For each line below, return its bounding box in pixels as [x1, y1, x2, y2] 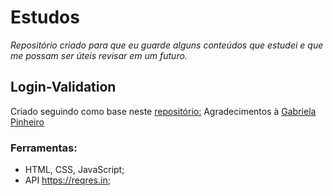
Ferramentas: [10, 141, 78, 155]
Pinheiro [10, 116, 45, 128]
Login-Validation [10, 79, 117, 96]
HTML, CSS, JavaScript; [24, 164, 125, 176]
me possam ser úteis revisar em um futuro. [10, 49, 188, 61]
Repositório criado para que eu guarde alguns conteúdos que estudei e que [10, 39, 324, 51]
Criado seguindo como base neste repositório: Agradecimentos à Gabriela [10, 105, 317, 117]
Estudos [10, 6, 80, 29]
